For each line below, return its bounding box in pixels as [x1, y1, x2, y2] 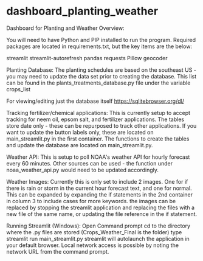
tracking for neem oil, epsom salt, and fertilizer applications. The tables [6, 116, 184, 123]
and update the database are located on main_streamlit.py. [6, 141, 153, 148]
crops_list [6, 85, 30, 92]
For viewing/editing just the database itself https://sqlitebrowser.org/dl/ [6, 97, 184, 105]
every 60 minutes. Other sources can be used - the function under [6, 159, 173, 167]
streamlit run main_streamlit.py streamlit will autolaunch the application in [6, 235, 190, 242]
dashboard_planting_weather [6, 4, 159, 18]
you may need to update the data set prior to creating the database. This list [6, 72, 197, 80]
